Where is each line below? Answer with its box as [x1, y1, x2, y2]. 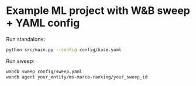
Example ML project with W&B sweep [6, 4, 190, 17]
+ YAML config [6, 16, 80, 30]
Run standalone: [6, 35, 46, 42]
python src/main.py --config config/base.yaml [6, 46, 122, 53]
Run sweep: [6, 57, 35, 64]
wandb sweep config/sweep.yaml [6, 69, 82, 74]
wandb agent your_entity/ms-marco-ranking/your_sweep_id [6, 74, 148, 80]
